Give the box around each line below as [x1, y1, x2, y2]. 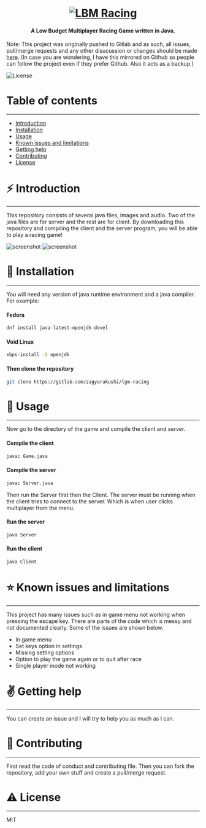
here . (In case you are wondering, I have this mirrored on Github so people [6, 53, 194, 61]
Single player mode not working [15, 662, 96, 669]
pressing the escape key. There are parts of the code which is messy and [6, 617, 192, 625]
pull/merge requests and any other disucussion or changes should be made [6, 47, 197, 55]
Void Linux [6, 338, 34, 346]
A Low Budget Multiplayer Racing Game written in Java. [30, 27, 176, 34]
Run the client [6, 545, 43, 552]
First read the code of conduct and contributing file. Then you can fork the [6, 762, 194, 770]
